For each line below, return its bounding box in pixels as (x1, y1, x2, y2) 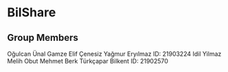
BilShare (7, 5, 56, 20)
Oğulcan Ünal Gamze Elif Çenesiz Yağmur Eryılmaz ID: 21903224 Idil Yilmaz (7, 50, 222, 58)
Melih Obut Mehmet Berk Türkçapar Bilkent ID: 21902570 (7, 57, 168, 65)
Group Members (7, 32, 79, 43)
